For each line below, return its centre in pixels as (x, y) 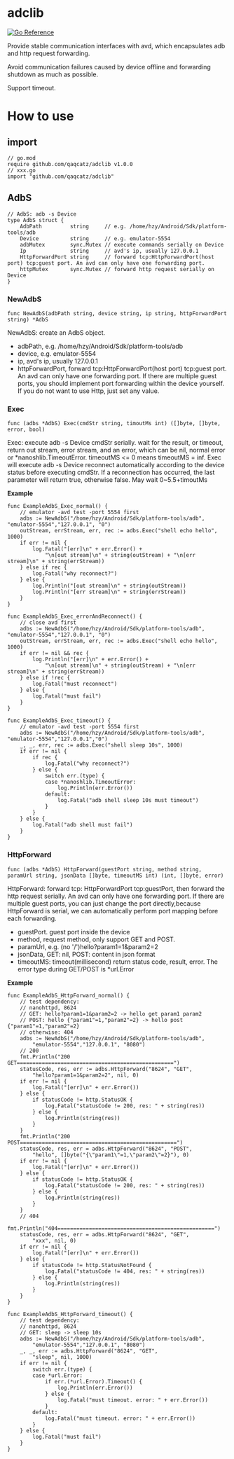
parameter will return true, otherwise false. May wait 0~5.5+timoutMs (108, 480)
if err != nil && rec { (55, 654)
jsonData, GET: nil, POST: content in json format (86, 954)
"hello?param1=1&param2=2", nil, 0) (86, 1075)
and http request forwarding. (49, 53)
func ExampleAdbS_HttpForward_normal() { (69, 995)
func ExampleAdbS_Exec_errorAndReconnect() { (75, 617)
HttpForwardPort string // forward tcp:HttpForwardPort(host (117, 257)
